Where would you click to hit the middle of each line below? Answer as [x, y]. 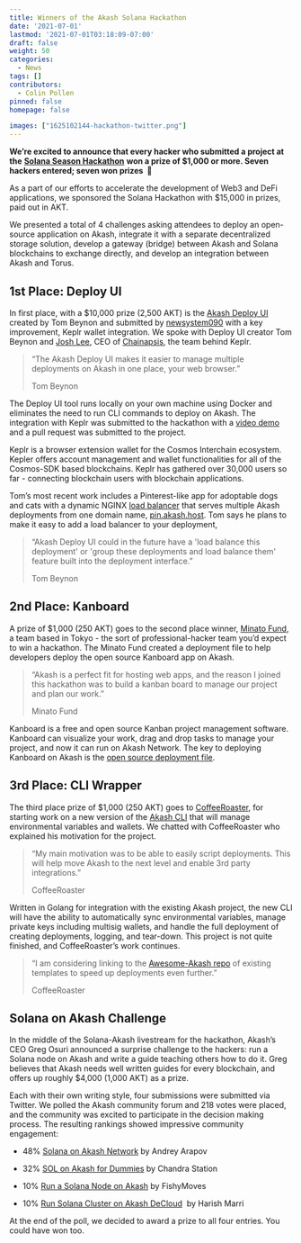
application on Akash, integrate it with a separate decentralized [154, 234]
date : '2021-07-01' [46, 26]
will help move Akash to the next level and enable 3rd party [141, 863]
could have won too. [47, 1230]
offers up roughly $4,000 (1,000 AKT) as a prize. [99, 1078]
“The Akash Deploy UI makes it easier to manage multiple [137, 359]
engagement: [34, 1134]
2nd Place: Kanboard [70, 607]
